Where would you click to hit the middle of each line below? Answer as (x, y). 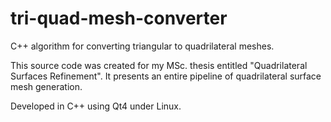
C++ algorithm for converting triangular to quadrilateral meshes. (142, 46)
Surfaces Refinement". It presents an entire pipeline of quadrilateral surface (166, 76)
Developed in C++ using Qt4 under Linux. (96, 106)
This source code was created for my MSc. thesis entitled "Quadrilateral (159, 65)
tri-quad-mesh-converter (119, 18)
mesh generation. (46, 86)
